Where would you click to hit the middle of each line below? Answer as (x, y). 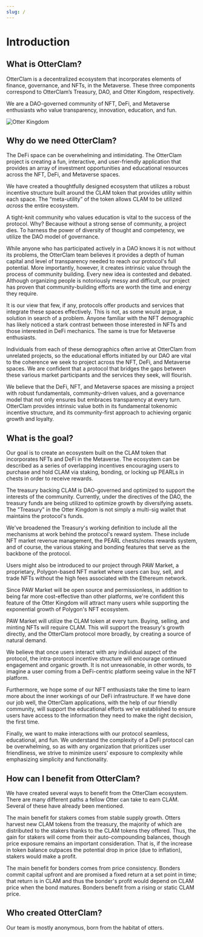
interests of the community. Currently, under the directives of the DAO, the (99, 497)
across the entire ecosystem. (43, 206)
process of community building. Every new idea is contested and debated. (99, 274)
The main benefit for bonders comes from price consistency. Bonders (93, 868)
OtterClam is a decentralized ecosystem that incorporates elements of (94, 79)
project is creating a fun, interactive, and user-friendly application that (94, 162)
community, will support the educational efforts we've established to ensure (101, 709)
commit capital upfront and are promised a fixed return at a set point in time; (101, 875)
